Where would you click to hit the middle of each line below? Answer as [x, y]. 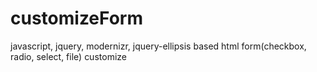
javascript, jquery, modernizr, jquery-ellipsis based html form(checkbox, [158, 46]
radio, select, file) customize [68, 56]
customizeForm [76, 18]
